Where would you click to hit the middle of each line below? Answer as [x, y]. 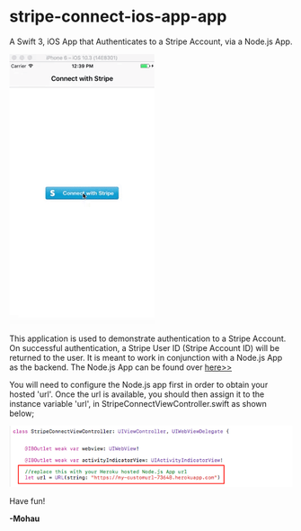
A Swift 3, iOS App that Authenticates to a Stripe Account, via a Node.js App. [151, 41]
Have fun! [27, 500]
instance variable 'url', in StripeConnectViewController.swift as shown [138, 403]
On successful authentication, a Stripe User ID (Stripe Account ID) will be [145, 347]
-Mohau [25, 518]
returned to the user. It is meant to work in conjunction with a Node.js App [146, 357]
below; [22, 413]
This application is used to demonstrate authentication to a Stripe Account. [148, 338]
